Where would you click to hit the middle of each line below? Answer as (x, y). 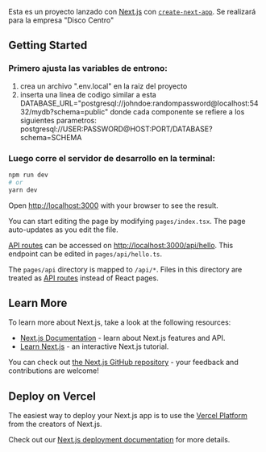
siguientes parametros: (58, 120)
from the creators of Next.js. (55, 424)
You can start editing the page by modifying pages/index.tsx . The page (127, 221)
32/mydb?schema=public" (64, 111)
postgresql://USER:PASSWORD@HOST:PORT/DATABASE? (116, 129)
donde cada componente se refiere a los (177, 111)
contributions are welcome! (54, 371)
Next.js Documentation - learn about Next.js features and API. (123, 338)
